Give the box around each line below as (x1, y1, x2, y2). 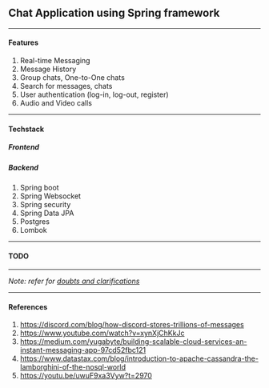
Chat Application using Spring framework (8, 6, 220, 20)
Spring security (19, 199, 71, 209)
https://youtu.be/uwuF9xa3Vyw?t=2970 (19, 371, 152, 381)
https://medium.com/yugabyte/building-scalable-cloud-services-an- (19, 337, 247, 346)
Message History (19, 64, 77, 74)
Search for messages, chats (19, 82, 113, 91)
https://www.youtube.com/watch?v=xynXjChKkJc (19, 328, 185, 338)
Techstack (8, 124, 45, 134)
